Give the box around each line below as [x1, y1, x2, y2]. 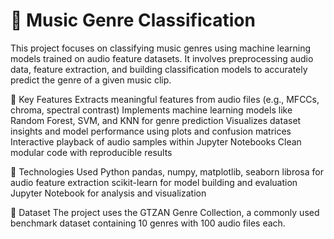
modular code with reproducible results [10, 146, 173, 158]
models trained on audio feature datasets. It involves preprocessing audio [10, 52, 314, 64]
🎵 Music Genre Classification [10, 9, 256, 32]
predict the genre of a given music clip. [10, 74, 172, 86]
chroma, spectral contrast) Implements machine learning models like [10, 104, 293, 116]
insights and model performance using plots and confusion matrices [10, 125, 292, 137]
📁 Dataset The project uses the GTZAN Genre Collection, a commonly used [10, 206, 320, 218]
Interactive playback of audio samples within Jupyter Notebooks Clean [10, 135, 302, 148]
